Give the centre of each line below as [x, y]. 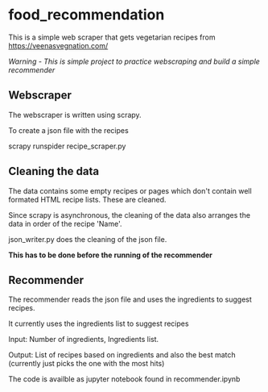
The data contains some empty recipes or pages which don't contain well [130, 190]
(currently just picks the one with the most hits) [87, 364]
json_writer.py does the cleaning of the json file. [88, 239]
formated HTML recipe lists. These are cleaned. [87, 199]
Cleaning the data [54, 171]
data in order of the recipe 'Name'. [65, 223]
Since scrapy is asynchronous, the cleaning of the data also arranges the [130, 215]
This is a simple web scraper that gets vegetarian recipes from [112, 37]
